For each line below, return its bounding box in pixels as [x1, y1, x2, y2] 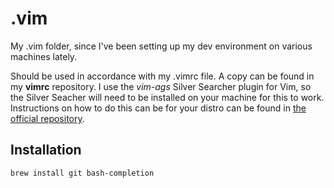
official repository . [10, 112, 85, 124]
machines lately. [10, 50, 78, 62]
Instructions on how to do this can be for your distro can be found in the [10, 102, 307, 114]
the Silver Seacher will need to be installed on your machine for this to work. [10, 91, 325, 103]
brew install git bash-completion [10, 168, 155, 178]
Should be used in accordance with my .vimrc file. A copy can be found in [10, 70, 315, 82]
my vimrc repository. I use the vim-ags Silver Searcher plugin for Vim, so [10, 80, 312, 92]
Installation [10, 142, 82, 159]
